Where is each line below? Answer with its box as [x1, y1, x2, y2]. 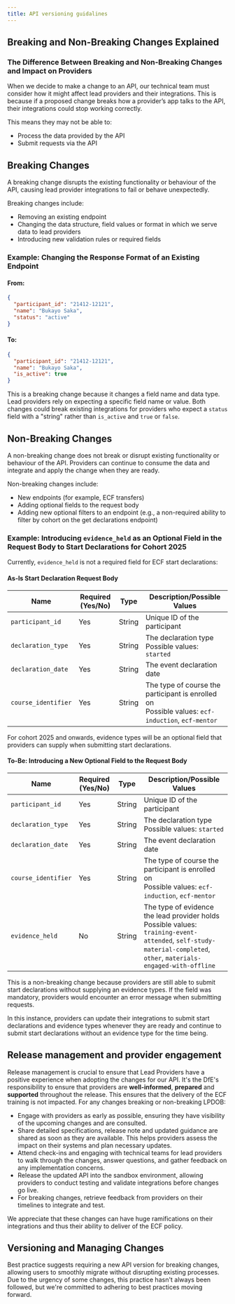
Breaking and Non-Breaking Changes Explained [7, 36, 220, 48]
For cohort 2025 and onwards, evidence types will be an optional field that [7, 733, 222, 741]
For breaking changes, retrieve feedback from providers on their [17, 1193, 203, 1202]
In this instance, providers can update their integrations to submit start [7, 1013, 210, 1022]
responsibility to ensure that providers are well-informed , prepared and [7, 1082, 215, 1091]
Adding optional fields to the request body [17, 501, 139, 510]
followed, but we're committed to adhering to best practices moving [7, 1283, 203, 1291]
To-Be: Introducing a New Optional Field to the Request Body [7, 757, 187, 765]
